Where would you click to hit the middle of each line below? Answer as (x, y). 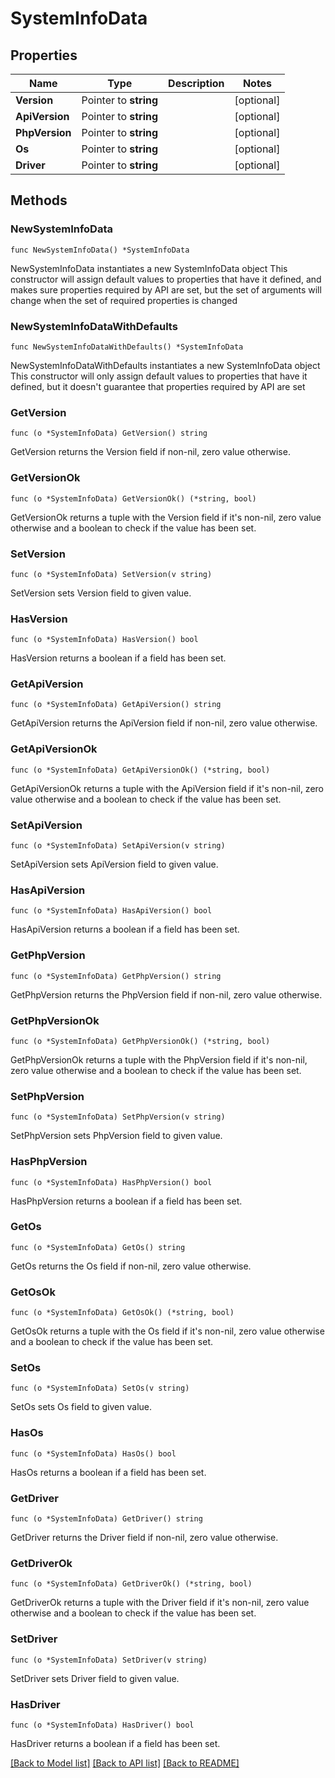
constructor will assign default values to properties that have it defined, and (166, 279)
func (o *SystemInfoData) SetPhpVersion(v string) (118, 1117)
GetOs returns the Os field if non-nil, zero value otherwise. (131, 1266)
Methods (39, 200)
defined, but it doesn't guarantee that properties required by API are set (158, 386)
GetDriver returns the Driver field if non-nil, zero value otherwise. (144, 1538)
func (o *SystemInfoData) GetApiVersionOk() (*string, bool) (140, 770)
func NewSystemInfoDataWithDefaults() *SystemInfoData (127, 347)
